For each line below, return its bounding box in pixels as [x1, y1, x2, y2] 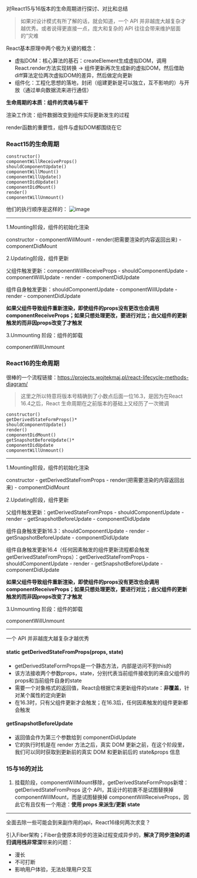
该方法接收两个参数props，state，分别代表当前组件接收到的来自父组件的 [14, 669, 190, 676]
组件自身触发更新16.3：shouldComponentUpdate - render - [6, 527, 150, 534]
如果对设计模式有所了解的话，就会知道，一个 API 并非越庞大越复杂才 [20, 18, 186, 25]
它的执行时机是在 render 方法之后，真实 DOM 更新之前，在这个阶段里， [14, 741, 188, 748]
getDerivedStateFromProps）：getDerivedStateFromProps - [6, 553, 149, 560]
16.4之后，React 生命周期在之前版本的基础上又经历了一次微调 [20, 399, 169, 406]
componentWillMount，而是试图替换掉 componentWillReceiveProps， [14, 794, 184, 801]
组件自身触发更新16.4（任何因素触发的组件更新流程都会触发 [6, 546, 150, 553]
